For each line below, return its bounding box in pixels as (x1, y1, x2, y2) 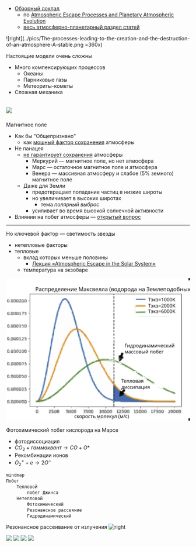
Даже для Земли (23, 182, 66, 189)
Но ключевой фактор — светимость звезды (6, 230, 116, 237)
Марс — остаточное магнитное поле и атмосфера (32, 163, 157, 170)
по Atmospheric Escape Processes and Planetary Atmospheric (23, 11, 174, 18)
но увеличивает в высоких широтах (32, 194, 121, 201)
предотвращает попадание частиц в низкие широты (32, 188, 163, 195)
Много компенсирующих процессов (14, 64, 106, 71)
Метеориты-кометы (23, 82, 73, 90)
